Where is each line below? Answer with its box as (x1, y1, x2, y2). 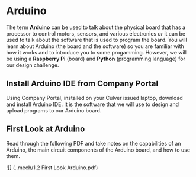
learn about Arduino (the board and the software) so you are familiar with (6, 43, 185, 50)
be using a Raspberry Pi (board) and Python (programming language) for (6, 55, 185, 62)
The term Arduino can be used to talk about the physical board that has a (6, 24, 185, 31)
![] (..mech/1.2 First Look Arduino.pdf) (6, 164, 98, 171)
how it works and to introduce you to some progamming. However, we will (6, 49, 187, 56)
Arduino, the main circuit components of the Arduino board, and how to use (6, 146, 191, 153)
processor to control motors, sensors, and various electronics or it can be (6, 30, 185, 37)
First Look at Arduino (6, 124, 85, 134)
